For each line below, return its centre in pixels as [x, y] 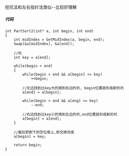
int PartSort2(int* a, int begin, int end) [50, 31]
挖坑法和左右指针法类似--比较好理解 [41, 7]
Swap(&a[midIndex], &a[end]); [44, 44]
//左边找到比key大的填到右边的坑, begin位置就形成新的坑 [73, 88]
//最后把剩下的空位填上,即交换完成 [44, 132]
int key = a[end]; [32, 57]
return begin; [28, 145]
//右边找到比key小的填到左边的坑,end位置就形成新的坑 [70, 114]
